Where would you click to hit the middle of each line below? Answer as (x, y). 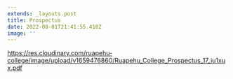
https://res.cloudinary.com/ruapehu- (60, 53)
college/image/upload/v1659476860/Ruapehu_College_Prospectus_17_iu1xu (116, 61)
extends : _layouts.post (42, 14)
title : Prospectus (34, 20)
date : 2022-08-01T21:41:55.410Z (54, 27)
